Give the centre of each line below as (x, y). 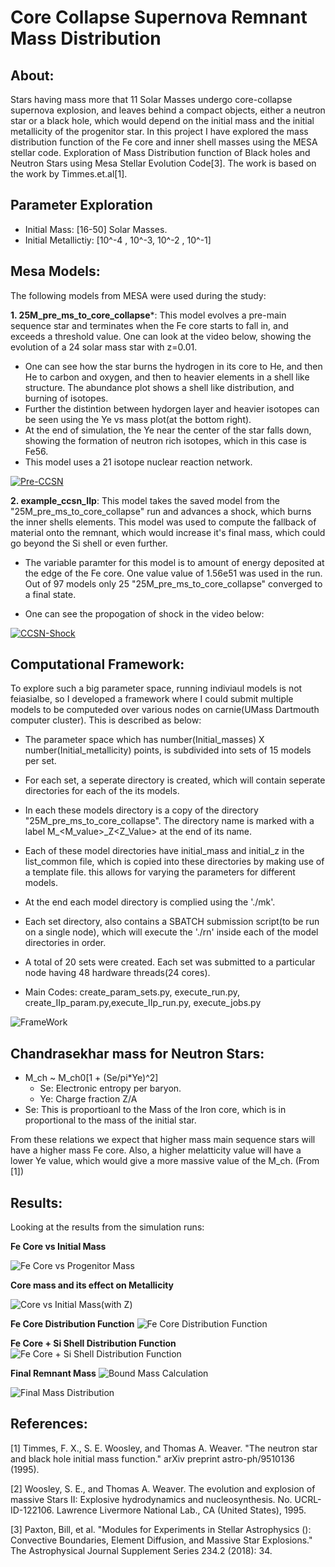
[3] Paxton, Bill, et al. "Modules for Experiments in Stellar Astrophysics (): (161, 1529)
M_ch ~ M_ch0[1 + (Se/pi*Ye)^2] (91, 1078)
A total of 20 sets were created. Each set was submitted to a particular (170, 962)
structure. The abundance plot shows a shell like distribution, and (159, 387)
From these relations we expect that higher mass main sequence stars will (163, 1140)
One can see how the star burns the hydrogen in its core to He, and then (173, 366)
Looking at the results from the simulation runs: (107, 1227)
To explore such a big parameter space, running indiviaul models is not (156, 688)
